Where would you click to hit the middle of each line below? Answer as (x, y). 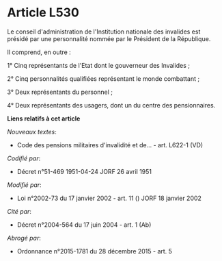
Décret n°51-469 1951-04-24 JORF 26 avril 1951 (84, 171)
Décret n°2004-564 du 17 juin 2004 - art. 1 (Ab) (84, 225)
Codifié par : (24, 158)
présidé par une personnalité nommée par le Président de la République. (109, 38)
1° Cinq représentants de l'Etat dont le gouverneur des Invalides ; (98, 65)
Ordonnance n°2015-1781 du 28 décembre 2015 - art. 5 (95, 251)
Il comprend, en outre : (39, 52)
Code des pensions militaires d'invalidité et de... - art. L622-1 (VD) (110, 145)
